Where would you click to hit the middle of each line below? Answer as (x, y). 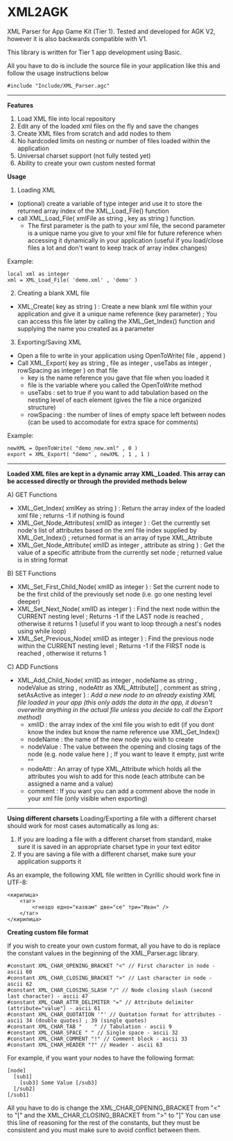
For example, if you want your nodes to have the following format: (101, 1058)
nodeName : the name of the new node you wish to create (111, 739)
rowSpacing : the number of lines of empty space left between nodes (127, 414)
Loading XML (36, 190)
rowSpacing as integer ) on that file (67, 370)
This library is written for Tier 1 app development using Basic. (95, 52)
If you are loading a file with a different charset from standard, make (114, 839)
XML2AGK (38, 12)
